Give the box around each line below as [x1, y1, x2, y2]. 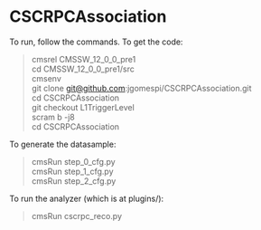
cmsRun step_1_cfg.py [31, 166, 115, 177]
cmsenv [31, 72, 61, 83]
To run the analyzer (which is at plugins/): [9, 193, 164, 204]
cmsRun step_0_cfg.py [31, 156, 116, 167]
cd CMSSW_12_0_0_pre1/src [31, 63, 135, 74]
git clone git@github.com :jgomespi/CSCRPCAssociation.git [31, 82, 252, 93]
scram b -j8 [31, 111, 75, 122]
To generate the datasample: [9, 139, 117, 149]
